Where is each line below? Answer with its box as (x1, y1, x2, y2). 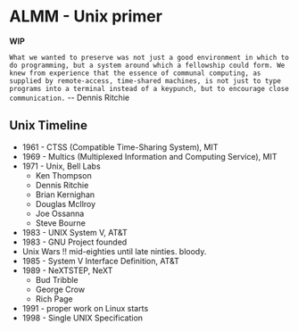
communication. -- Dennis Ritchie (9, 92, 130, 103)
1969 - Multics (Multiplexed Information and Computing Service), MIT (21, 151, 278, 162)
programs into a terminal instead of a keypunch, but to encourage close (9, 84, 290, 93)
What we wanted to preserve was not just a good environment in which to (9, 53, 290, 62)
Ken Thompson (35, 170, 92, 180)
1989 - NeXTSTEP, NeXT (21, 265, 113, 276)
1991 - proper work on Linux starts (21, 303, 149, 313)
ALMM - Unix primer (9, 6, 163, 27)
